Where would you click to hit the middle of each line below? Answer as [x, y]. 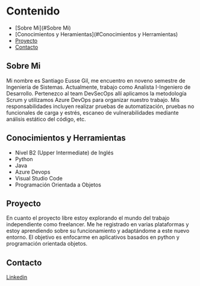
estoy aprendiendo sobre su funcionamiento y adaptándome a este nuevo [98, 231]
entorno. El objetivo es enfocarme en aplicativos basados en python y [93, 237]
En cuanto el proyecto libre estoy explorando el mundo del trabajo [88, 218]
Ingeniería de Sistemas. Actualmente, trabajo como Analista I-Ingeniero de [98, 87]
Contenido [33, 11]
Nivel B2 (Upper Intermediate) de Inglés [64, 153]
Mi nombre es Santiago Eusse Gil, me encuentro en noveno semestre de [96, 80]
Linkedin [17, 277]
